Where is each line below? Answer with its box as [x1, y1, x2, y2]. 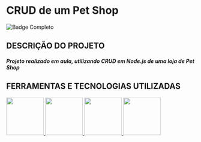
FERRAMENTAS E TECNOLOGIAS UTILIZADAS [6, 81, 181, 92]
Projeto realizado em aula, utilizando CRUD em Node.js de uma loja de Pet [6, 58, 195, 65]
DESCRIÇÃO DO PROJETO [6, 41, 105, 51]
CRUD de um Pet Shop [6, 4, 119, 17]
